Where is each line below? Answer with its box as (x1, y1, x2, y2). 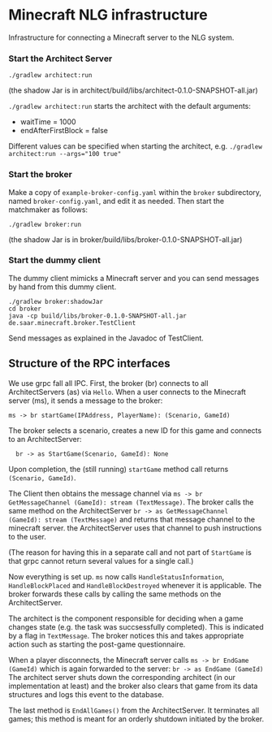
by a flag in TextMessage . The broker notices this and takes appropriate (8, 630, 244, 640)
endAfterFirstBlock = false (19, 126, 108, 136)
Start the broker (8, 169, 73, 180)
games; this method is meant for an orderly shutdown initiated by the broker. (8, 713, 265, 724)
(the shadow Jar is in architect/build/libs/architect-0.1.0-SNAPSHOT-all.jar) (8, 85, 258, 95)
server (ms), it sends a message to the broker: (8, 396, 163, 405)
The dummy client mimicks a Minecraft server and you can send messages (8, 273, 260, 283)
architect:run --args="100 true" (8, 150, 122, 158)
